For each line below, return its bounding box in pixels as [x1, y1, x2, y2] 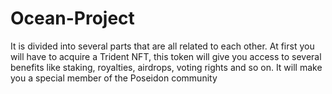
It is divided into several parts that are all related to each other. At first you [10, 40, 315, 52]
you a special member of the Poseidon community [10, 72, 218, 84]
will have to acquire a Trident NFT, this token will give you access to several [10, 50, 322, 62]
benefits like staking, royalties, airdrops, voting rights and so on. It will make [10, 61, 323, 73]
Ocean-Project [10, 7, 135, 30]
